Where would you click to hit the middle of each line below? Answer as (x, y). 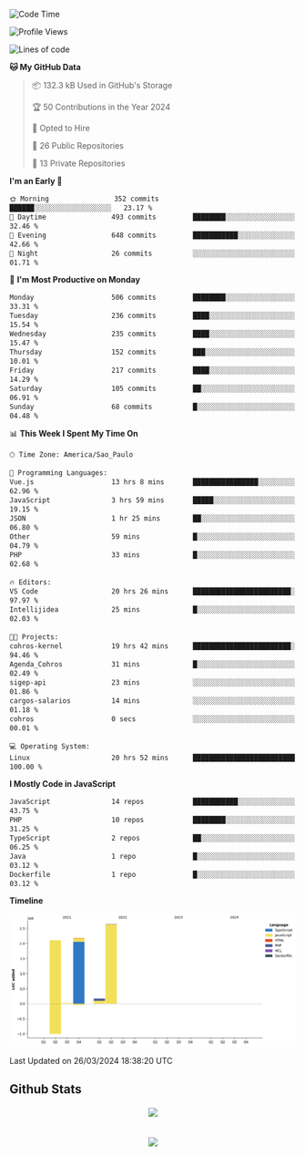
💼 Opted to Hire (61, 128)
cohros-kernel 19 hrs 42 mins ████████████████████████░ (152, 646)
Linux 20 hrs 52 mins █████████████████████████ (152, 758)
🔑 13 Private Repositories (78, 163)
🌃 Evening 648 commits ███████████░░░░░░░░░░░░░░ (152, 235)
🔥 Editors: (30, 583)
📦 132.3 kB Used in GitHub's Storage (102, 85)
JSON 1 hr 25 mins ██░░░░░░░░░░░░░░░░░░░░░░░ (152, 519)
